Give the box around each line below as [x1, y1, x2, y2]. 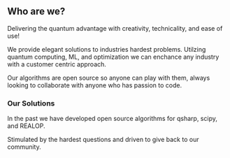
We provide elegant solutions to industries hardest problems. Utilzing [7, 45, 206, 53]
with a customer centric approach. [7, 59, 107, 69]
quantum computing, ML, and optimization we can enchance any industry [7, 52, 220, 61]
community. [7, 143, 41, 151]
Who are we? [7, 6, 66, 17]
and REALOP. [7, 122, 45, 130]
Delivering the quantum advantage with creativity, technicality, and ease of [7, 24, 223, 32]
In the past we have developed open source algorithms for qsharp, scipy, [7, 115, 218, 123]
